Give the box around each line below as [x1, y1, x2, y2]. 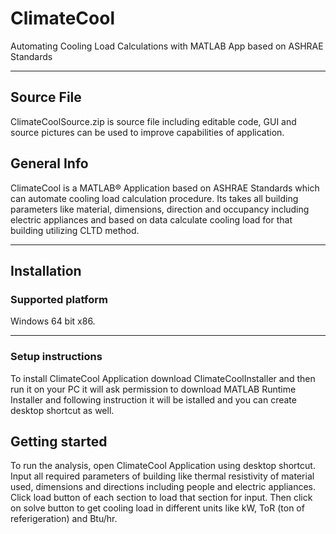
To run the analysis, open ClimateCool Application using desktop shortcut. [10, 460, 316, 472]
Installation [10, 262, 82, 279]
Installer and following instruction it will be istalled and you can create [10, 393, 297, 406]
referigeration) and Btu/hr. [10, 513, 118, 525]
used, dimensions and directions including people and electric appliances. [10, 481, 317, 493]
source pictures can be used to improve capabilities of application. [10, 126, 285, 138]
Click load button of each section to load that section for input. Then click [10, 492, 313, 504]
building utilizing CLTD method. [10, 224, 140, 236]
